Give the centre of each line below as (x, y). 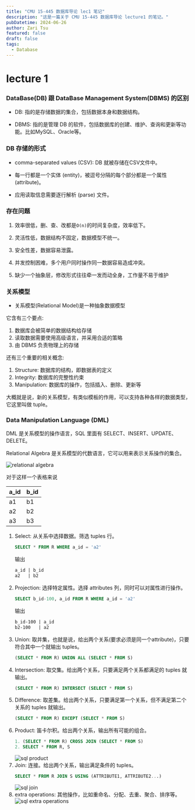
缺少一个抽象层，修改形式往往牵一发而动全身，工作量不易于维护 (91, 275)
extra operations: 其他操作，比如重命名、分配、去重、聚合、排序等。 (97, 794)
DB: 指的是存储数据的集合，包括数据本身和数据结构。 (79, 112)
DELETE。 (18, 441)
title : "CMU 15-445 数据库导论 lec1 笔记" (56, 11)
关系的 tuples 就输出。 (42, 707)
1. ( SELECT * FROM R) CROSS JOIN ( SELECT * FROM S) (79, 742)
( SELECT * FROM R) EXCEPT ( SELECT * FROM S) (70, 719)
